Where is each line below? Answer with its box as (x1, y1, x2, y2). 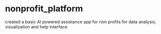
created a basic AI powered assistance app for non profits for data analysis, (5, 19, 157, 25)
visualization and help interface (5, 24, 68, 29)
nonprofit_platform (5, 3, 83, 14)
